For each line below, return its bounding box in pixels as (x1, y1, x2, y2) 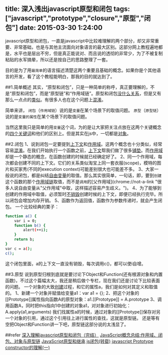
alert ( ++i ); (23, 227, 48, 233)
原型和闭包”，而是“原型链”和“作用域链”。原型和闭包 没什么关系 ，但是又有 (11, 90, 161, 96)
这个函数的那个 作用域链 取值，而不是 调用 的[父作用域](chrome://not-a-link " (5, 178, 157, 184)
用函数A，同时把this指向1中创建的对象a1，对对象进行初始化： (5, 302, 131, 308)
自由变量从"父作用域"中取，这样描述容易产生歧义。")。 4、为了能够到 (18, 185, 161, 191)
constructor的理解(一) (5, 344, 50, 350)
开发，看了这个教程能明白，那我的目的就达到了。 (13, 73, 115, 79)
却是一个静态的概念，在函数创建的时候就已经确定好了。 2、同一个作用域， (5, 153, 158, 159)
